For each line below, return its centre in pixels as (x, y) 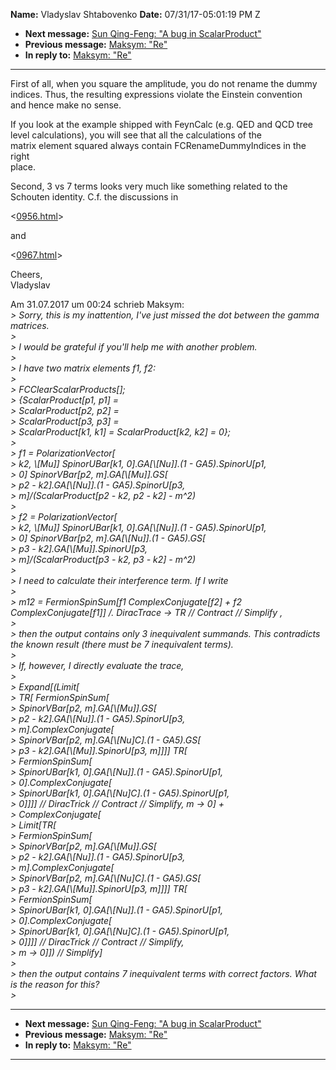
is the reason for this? (55, 984)
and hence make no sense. (66, 105)
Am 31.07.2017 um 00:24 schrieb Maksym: (97, 304)
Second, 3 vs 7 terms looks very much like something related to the (149, 186)
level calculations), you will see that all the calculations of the (136, 135)
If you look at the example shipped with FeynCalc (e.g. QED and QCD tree (161, 124)
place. (23, 167)
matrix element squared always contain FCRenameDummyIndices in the (158, 145)
